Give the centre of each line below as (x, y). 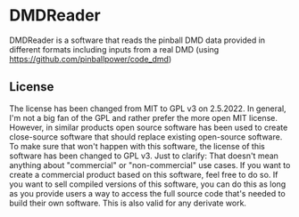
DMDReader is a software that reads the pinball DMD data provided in (137, 40)
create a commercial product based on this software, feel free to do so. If (144, 174)
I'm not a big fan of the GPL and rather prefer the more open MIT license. (144, 117)
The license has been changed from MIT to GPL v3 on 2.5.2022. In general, (148, 108)
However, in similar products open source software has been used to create (149, 127)
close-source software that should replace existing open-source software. (146, 137)
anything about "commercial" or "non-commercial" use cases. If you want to (150, 165)
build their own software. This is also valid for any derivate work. (128, 203)
